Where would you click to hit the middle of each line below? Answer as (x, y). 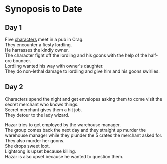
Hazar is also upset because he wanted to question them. (64, 156)
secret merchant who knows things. (42, 104)
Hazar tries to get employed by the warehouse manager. (63, 124)
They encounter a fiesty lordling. (39, 45)
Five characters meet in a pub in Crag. (44, 39)
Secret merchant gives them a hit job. (44, 109)
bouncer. (22, 61)
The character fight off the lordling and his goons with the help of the (76, 55)
